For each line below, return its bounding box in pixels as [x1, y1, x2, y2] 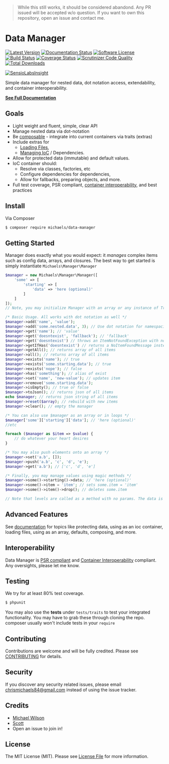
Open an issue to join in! [12, 725, 63, 731]
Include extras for [12, 139, 49, 145]
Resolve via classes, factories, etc [20, 166, 91, 172]
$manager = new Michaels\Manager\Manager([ [5, 272, 98, 278]
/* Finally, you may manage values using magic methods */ [5, 473, 132, 478]
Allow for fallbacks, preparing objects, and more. [20, 176, 121, 182]
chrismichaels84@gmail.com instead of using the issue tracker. [5, 686, 137, 693]
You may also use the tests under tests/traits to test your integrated [5, 609, 150, 615]
